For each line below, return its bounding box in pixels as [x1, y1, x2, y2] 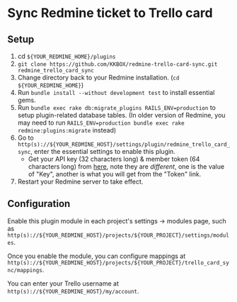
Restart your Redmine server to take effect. [17, 177, 144, 186]
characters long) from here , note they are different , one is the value [28, 162, 225, 171]
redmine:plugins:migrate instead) [17, 126, 117, 134]
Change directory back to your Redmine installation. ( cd [17, 73, 180, 82]
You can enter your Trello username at [7, 279, 119, 288]
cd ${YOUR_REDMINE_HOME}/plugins [17, 52, 116, 60]
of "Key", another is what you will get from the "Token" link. [28, 170, 202, 178]
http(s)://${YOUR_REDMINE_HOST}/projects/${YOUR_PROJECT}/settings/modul [7, 232, 230, 239]
